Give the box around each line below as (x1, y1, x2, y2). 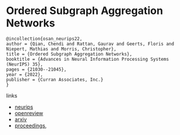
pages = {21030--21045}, (6, 66, 67, 72)
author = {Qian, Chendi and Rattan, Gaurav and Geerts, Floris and (6, 41, 175, 47)
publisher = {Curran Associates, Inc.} (6, 77, 104, 82)
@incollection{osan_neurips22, (6, 36, 83, 41)
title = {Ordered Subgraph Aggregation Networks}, (6, 51, 133, 57)
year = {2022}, (6, 71, 43, 77)
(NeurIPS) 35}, (6, 61, 43, 67)
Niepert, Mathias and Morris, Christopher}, (6, 46, 117, 52)
